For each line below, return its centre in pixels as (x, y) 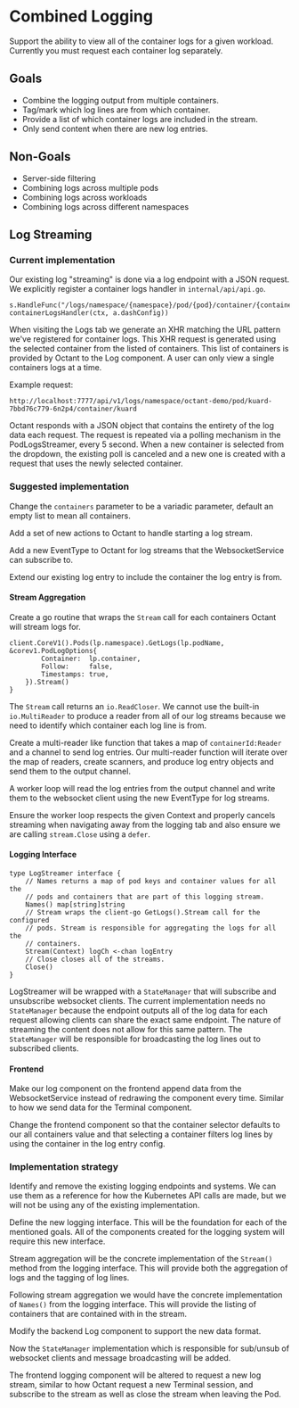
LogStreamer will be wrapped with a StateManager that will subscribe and (143, 991)
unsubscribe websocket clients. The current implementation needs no (137, 1000)
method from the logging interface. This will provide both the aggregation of (149, 1268)
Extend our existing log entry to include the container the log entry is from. (146, 576)
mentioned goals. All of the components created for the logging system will (147, 1232)
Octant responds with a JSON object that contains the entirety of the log (141, 426)
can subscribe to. (41, 559)
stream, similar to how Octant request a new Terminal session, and (131, 1385)
